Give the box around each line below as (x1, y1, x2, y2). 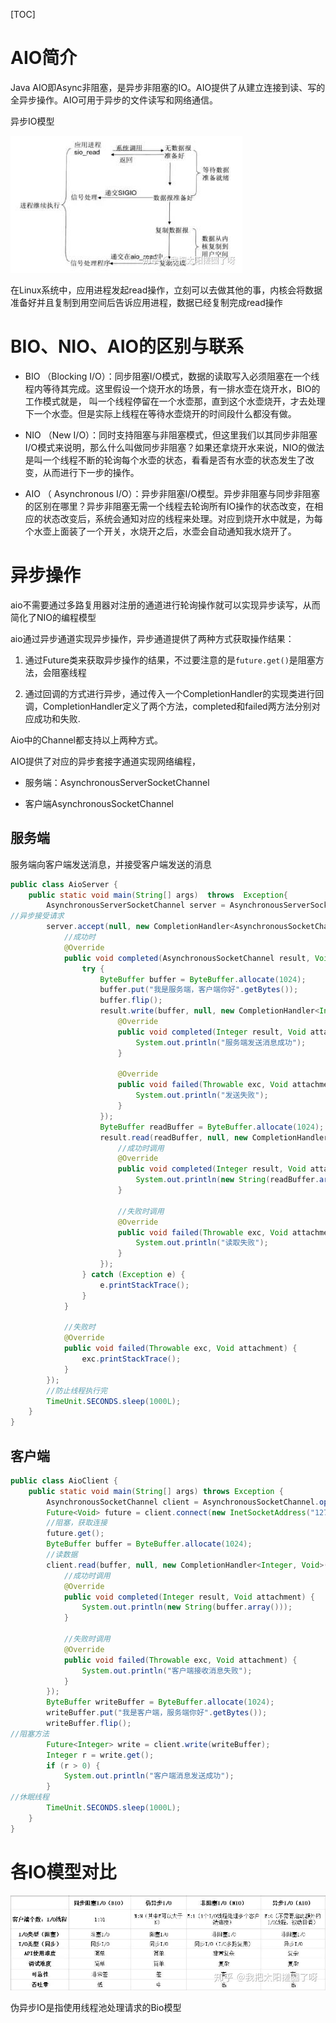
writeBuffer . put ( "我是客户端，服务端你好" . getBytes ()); (46, 1708, 268, 1718)
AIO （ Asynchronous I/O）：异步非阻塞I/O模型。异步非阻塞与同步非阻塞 (24, 487, 320, 499)
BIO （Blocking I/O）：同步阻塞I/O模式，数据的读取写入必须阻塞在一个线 (24, 370, 320, 382)
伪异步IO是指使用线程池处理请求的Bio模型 (10, 2002, 182, 2014)
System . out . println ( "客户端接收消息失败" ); (81, 1665, 253, 1676)
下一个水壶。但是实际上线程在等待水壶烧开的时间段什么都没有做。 (24, 407, 297, 419)
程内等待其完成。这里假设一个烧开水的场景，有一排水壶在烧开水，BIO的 (24, 382, 321, 394)
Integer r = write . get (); (46, 1750, 155, 1760)
